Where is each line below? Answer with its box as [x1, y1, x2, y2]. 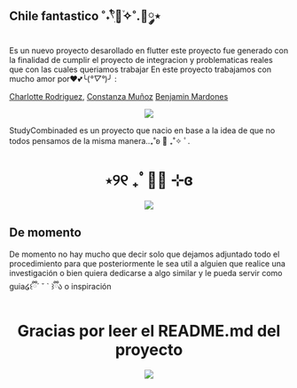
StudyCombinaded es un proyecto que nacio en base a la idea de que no [9, 124, 276, 136]
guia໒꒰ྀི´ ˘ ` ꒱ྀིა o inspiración [9, 281, 112, 291]
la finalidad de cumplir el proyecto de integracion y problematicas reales [9, 54, 273, 65]
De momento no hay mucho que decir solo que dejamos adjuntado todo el [9, 249, 280, 259]
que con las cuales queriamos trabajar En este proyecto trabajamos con [9, 64, 272, 75]
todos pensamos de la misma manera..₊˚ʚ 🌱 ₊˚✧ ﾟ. [9, 135, 191, 146]
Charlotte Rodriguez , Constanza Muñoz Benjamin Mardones [9, 91, 229, 101]
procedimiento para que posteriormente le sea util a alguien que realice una [9, 257, 286, 269]
